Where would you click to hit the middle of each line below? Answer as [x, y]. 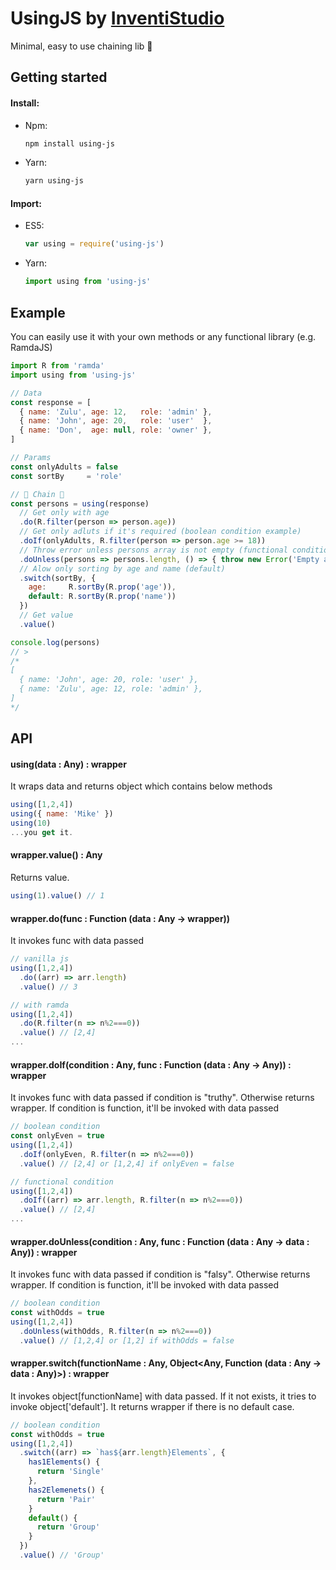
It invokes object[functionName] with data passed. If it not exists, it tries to [163, 1396]
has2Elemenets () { [66, 1490]
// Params [31, 458]
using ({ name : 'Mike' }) [62, 814]
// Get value [46, 615]
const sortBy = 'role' [66, 476]
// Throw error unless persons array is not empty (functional [153, 550]
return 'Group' [68, 1527]
